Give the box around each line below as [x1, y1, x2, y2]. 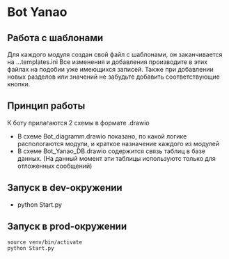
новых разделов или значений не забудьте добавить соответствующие [7, 72, 221, 81]
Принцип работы [7, 100, 86, 112]
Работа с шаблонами [7, 32, 104, 44]
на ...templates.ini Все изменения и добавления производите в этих [7, 58, 207, 66]
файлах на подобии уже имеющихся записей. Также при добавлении [7, 65, 214, 73]
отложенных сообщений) [17, 162, 93, 170]
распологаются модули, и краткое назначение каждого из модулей [17, 139, 220, 148]
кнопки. [7, 80, 31, 88]
